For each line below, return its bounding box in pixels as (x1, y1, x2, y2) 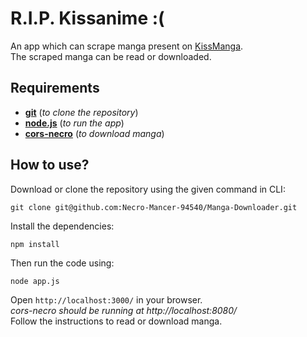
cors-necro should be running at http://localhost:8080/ (10, 304, 238, 316)
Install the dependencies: (10, 220, 115, 232)
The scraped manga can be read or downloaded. (10, 50, 212, 62)
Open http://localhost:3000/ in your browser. (10, 293, 203, 306)
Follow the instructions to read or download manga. (10, 315, 223, 327)
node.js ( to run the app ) (24, 117, 125, 129)
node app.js (10, 276, 60, 286)
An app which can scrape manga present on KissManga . (10, 40, 244, 52)
